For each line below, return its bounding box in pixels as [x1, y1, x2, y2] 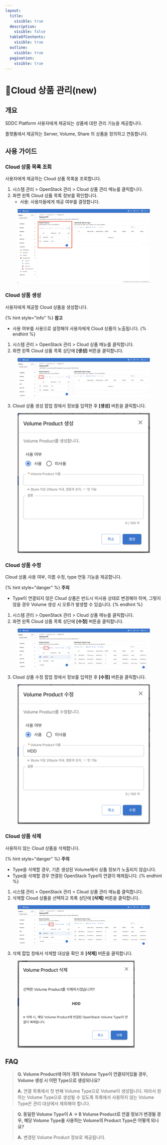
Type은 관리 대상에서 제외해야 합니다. [17, 1100, 91, 1106]
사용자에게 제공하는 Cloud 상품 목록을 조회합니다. [5, 176, 101, 182]
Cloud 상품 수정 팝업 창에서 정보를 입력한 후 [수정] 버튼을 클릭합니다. [12, 674, 146, 680]
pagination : [9, 56, 35, 61]
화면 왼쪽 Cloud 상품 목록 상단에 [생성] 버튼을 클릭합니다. [12, 347, 124, 353]
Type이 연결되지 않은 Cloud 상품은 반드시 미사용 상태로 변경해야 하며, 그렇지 [12, 595, 161, 601]
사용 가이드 [5, 147, 37, 155]
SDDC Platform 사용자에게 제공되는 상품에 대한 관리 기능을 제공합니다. [5, 120, 143, 126]
